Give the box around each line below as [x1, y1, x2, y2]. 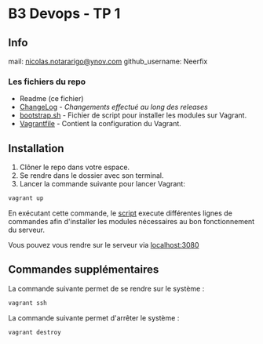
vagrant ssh [8, 299, 47, 306]
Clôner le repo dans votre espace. [19, 162, 130, 172]
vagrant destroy [8, 328, 61, 336]
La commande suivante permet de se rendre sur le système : [8, 284, 205, 293]
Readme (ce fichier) [19, 94, 84, 103]
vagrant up [8, 194, 44, 202]
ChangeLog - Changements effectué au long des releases [19, 103, 208, 112]
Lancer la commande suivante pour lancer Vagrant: [19, 179, 186, 189]
